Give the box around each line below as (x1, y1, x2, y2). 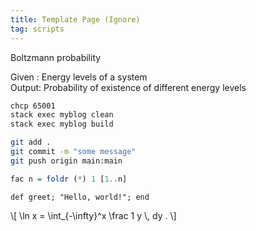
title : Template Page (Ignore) (10, 14, 141, 25)
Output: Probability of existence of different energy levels (10, 81, 247, 93)
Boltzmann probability (10, 51, 102, 63)
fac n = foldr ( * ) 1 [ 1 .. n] (10, 174, 128, 184)
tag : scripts (10, 24, 65, 34)
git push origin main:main (10, 156, 123, 166)
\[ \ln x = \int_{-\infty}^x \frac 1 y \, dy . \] (10, 209, 177, 221)
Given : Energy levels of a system (10, 71, 148, 83)
